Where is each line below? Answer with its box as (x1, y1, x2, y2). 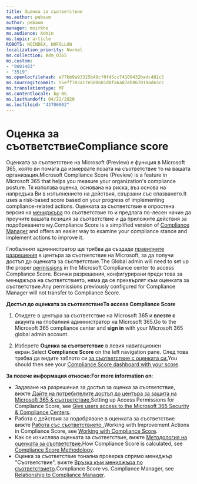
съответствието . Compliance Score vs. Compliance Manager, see (14, 465, 175, 472)
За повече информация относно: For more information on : (6, 372, 153, 380)
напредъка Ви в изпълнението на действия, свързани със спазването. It (6, 190, 187, 197)
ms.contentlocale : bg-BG (6, 91, 67, 97)
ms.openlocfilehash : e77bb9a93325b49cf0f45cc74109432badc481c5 (6, 74, 165, 80)
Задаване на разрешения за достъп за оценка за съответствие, (14, 384, 175, 391)
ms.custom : (6, 58, 33, 64)
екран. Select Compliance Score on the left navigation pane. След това (14, 349, 189, 356)
